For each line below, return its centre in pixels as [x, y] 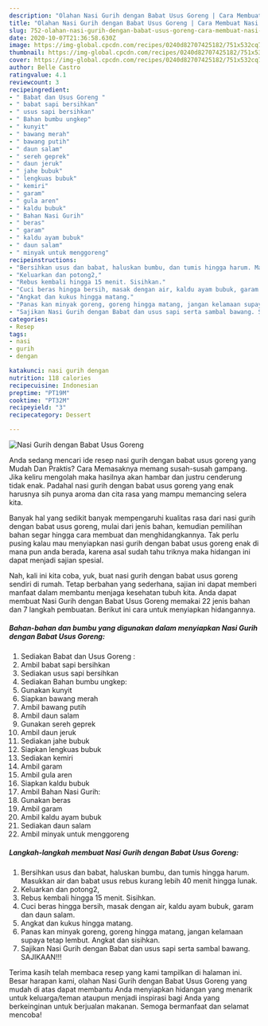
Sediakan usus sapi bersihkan [69, 673]
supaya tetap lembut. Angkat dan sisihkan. [90, 940]
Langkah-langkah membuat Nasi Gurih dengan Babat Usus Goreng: [124, 852]
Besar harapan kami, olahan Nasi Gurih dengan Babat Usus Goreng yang [128, 981]
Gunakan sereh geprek [58, 724]
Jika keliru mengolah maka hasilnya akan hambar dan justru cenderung [126, 477]
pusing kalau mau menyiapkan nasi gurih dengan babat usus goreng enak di [134, 543]
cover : [20, 61]
